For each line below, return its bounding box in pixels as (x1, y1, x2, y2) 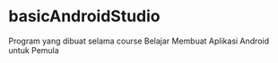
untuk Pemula (8, 44, 59, 55)
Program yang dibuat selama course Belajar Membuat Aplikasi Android (8, 35, 270, 46)
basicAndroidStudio (8, 6, 161, 27)
